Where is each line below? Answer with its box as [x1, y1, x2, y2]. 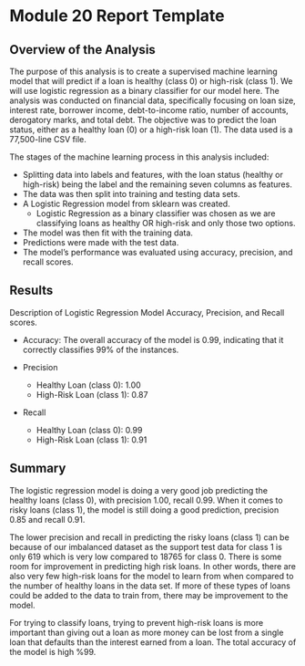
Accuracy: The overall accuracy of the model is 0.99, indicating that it [22, 334, 284, 345]
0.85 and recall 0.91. [9, 514, 86, 525]
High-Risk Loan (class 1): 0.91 [36, 434, 147, 445]
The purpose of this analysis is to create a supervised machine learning [9, 66, 278, 77]
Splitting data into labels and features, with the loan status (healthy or [22, 170, 284, 180]
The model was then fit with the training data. [22, 227, 194, 238]
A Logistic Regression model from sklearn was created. [22, 198, 230, 209]
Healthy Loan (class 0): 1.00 [36, 380, 141, 390]
